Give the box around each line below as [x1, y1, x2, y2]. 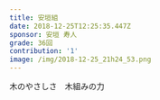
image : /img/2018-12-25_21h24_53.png [9, 55, 152, 64]
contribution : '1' [9, 47, 79, 56]
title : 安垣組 [9, 13, 59, 23]
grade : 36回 [9, 38, 53, 48]
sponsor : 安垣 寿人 [9, 30, 78, 39]
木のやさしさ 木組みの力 [9, 81, 105, 91]
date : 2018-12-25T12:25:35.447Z [9, 22, 131, 31]
